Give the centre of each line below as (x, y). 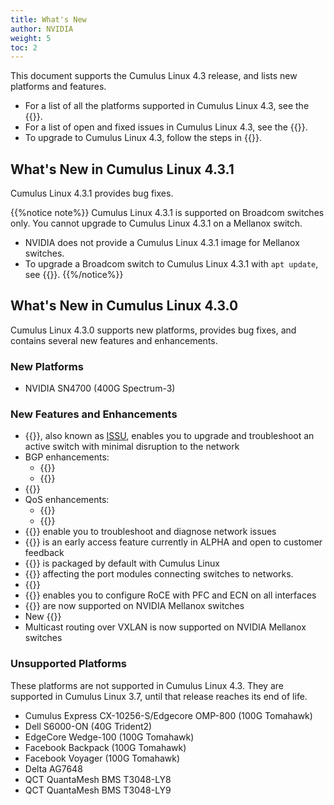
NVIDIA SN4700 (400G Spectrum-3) (100, 388)
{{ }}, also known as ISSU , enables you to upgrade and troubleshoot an (169, 436)
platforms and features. (58, 87)
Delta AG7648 (53, 768)
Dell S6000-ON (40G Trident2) (88, 726)
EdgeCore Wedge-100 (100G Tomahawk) (109, 737)
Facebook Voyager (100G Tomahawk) (102, 758)
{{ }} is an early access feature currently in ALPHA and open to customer (173, 542)
